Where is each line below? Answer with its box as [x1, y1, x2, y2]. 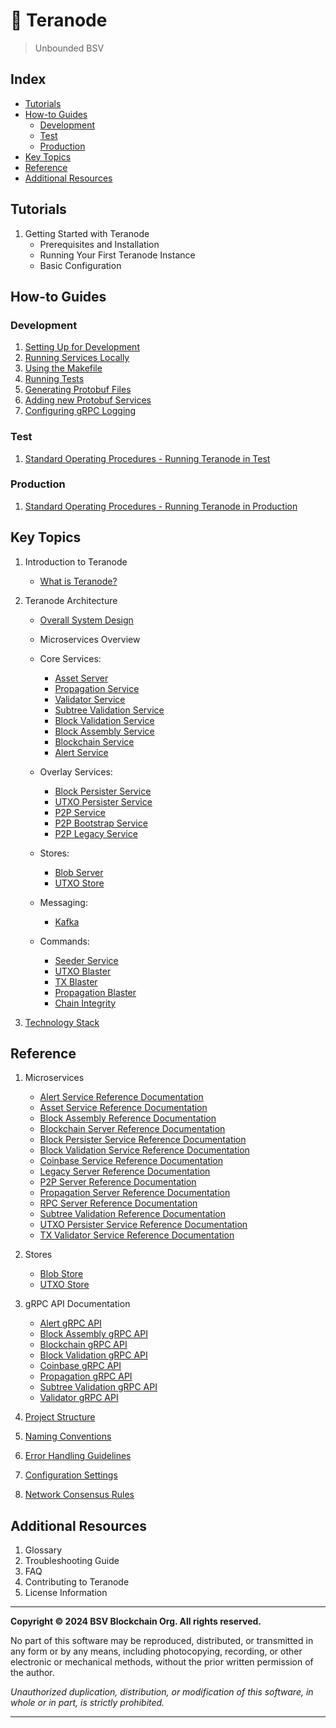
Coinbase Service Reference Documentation [39, 1155, 224, 1167]
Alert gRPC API [39, 1317, 102, 1329]
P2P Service [54, 806, 106, 818]
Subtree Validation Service [54, 704, 165, 716]
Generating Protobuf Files [24, 384, 132, 396]
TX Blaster [54, 975, 98, 988]
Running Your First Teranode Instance [39, 249, 196, 261]
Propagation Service [54, 682, 140, 694]
